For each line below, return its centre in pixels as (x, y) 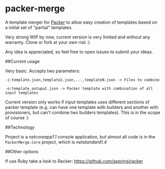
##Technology (20, 127)
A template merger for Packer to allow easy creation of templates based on (81, 22)
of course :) (17, 118)
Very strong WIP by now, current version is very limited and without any (78, 37)
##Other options (22, 151)
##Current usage (22, 61)
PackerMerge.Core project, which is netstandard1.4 (56, 142)
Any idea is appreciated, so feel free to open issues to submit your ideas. (79, 52)
